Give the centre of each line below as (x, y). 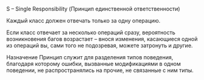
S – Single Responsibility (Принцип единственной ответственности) (93, 9)
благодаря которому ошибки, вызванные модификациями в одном (94, 64)
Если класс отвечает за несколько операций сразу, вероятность (91, 32)
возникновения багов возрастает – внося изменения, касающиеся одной (102, 39)
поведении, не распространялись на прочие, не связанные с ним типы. (100, 70)
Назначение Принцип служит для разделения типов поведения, (90, 57)
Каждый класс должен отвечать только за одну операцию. (83, 20)
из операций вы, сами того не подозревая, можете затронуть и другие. (100, 45)
